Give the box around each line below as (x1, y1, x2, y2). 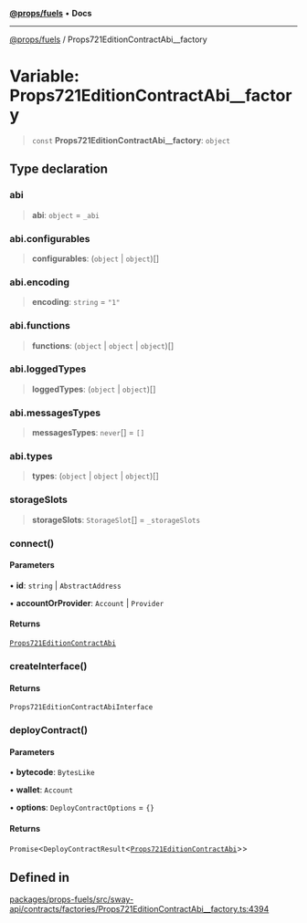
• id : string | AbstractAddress (9, 580, 122, 591)
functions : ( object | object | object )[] (31, 340, 175, 351)
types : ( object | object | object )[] (31, 470, 159, 482)
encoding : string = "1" (31, 297, 121, 308)
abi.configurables (9, 232, 90, 245)
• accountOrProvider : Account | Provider (9, 597, 164, 608)
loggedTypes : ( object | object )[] (31, 383, 156, 394)
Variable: (9, 66, 80, 87)
